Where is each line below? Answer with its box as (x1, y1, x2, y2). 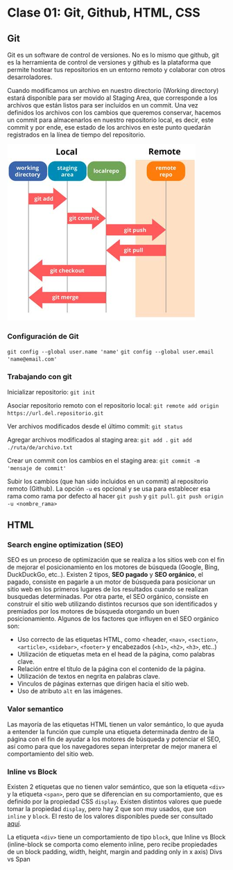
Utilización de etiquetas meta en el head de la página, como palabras (17, 650, 215, 659)
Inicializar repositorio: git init (7, 388, 96, 396)
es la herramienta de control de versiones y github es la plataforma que (7, 58, 212, 67)
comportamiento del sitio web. (7, 749, 94, 758)
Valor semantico (7, 704, 64, 714)
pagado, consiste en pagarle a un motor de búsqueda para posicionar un (7, 577, 216, 586)
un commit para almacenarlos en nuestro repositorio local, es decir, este (7, 116, 214, 124)
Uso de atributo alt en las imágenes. (17, 687, 123, 695)
